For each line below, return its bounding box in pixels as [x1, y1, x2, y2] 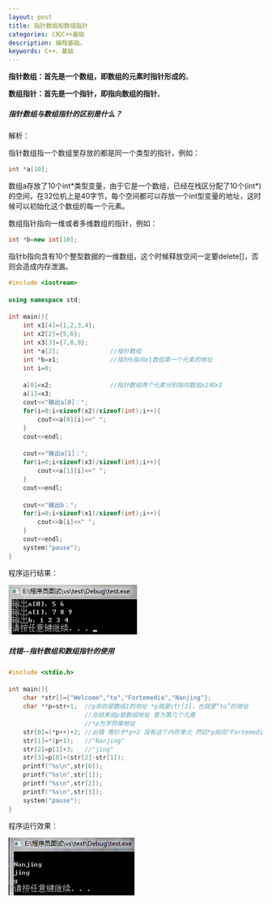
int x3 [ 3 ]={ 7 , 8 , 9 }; [23, 338, 89, 346]
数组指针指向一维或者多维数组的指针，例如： [8, 218, 158, 228]
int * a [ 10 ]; [8, 165, 49, 174]
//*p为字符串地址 [84, 719, 136, 727]
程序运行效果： [8, 820, 58, 830]
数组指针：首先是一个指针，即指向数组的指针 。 [8, 89, 164, 99]
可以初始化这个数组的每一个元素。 [15, 201, 130, 211]
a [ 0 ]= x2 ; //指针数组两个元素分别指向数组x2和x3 [23, 381, 223, 389]
